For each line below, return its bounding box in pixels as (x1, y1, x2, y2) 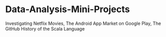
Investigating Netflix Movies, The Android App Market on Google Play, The (5, 20, 161, 26)
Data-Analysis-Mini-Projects (5, 4, 130, 15)
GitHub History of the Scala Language (5, 25, 85, 31)
